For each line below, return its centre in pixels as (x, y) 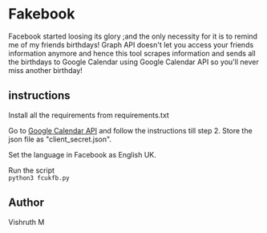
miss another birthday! (45, 70)
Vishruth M (26, 222)
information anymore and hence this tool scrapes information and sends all (132, 53)
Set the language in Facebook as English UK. (82, 154)
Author (26, 203)
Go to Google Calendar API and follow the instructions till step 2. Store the (130, 130)
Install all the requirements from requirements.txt (89, 115)
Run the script (31, 170)
